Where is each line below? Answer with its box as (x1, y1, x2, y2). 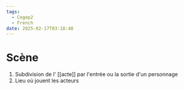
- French (11, 20, 34, 26)
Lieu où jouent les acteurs (14, 77, 79, 84)
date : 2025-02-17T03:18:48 (6, 25, 74, 32)
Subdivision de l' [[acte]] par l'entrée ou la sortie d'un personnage (14, 71, 178, 78)
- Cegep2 (11, 14, 34, 20)
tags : (6, 8, 20, 15)
